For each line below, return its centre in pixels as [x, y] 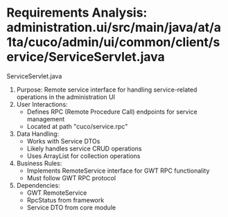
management [46, 119]
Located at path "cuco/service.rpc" [77, 126]
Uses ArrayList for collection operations [84, 156]
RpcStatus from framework [65, 200]
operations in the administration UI [66, 97]
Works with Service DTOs [63, 141]
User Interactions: [42, 104]
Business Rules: [39, 163]
